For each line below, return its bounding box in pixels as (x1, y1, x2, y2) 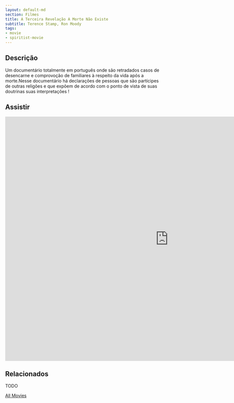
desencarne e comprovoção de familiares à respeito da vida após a (5, 72, 144, 78)
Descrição (5, 54, 38, 63)
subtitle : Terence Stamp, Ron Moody (5, 21, 81, 27)
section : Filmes (5, 12, 39, 17)
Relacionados (5, 369, 48, 378)
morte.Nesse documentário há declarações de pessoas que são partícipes (5, 78, 159, 84)
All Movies (5, 392, 26, 398)
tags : (5, 26, 16, 31)
